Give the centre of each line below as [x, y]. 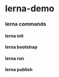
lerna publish [19, 70]
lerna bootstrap [21, 47]
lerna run [15, 58]
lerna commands [26, 24]
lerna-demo [30, 9]
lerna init [14, 36]
